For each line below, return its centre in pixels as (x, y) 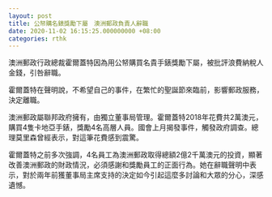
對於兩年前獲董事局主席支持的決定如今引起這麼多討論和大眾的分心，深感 (143, 175)
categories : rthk (38, 39)
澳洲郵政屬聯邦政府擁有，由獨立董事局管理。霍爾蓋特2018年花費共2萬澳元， (136, 118)
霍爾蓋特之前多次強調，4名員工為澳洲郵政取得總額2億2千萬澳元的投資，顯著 (136, 155)
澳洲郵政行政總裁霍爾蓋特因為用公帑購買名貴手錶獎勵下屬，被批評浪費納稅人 (136, 62)
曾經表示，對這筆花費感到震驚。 (89, 138)
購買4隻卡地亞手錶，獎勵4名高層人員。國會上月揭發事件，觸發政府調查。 (130, 127)
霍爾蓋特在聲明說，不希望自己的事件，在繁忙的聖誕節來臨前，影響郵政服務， (136, 90)
